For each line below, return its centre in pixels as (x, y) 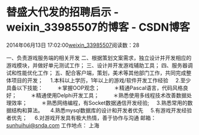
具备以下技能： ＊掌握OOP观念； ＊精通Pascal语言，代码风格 (95, 88)
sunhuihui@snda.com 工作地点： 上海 (53, 125)
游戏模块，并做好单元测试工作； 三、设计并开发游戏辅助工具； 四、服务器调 (99, 65)
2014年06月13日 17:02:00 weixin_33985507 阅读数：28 (73, 45)
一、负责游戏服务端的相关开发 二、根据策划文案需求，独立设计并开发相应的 (99, 58)
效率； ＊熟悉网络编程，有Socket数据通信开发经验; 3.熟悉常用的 (99, 103)
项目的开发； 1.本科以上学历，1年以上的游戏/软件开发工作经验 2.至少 (101, 80)
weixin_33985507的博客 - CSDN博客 (98, 27)
